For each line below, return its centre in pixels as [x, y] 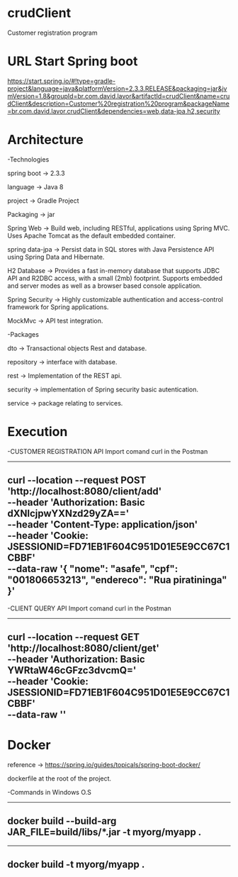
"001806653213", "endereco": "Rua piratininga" [117, 580]
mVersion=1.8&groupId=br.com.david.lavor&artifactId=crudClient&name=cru [119, 96]
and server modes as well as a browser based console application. [104, 286]
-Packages [23, 334]
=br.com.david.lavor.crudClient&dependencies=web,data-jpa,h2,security [114, 111]
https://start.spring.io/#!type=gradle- [61, 81]
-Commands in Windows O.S [50, 792]
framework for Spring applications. [58, 307]
